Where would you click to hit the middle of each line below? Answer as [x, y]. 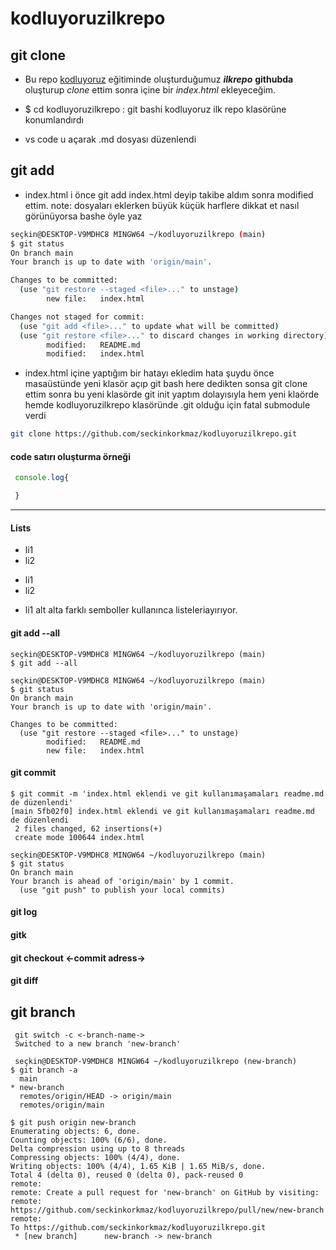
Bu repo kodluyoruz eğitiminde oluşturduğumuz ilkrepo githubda [159, 79]
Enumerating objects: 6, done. [75, 1131]
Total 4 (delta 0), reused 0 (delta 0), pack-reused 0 [127, 1175]
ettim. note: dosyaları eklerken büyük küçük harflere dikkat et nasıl [162, 205]
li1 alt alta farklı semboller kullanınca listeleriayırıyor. [131, 610]
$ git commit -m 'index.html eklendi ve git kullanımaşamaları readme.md [167, 793]
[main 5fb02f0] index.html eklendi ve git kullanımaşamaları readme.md [162, 811]
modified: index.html [95, 354]
